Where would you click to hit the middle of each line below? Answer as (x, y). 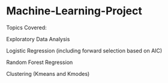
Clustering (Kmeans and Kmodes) (48, 73)
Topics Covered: (26, 27)
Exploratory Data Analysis (38, 39)
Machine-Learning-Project (74, 11)
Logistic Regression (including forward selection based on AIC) (84, 50)
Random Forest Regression (40, 62)
